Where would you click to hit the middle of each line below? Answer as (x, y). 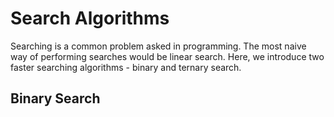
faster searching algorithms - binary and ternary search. (126, 67)
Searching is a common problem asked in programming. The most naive (158, 46)
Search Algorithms (90, 18)
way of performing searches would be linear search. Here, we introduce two (167, 56)
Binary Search (55, 98)
